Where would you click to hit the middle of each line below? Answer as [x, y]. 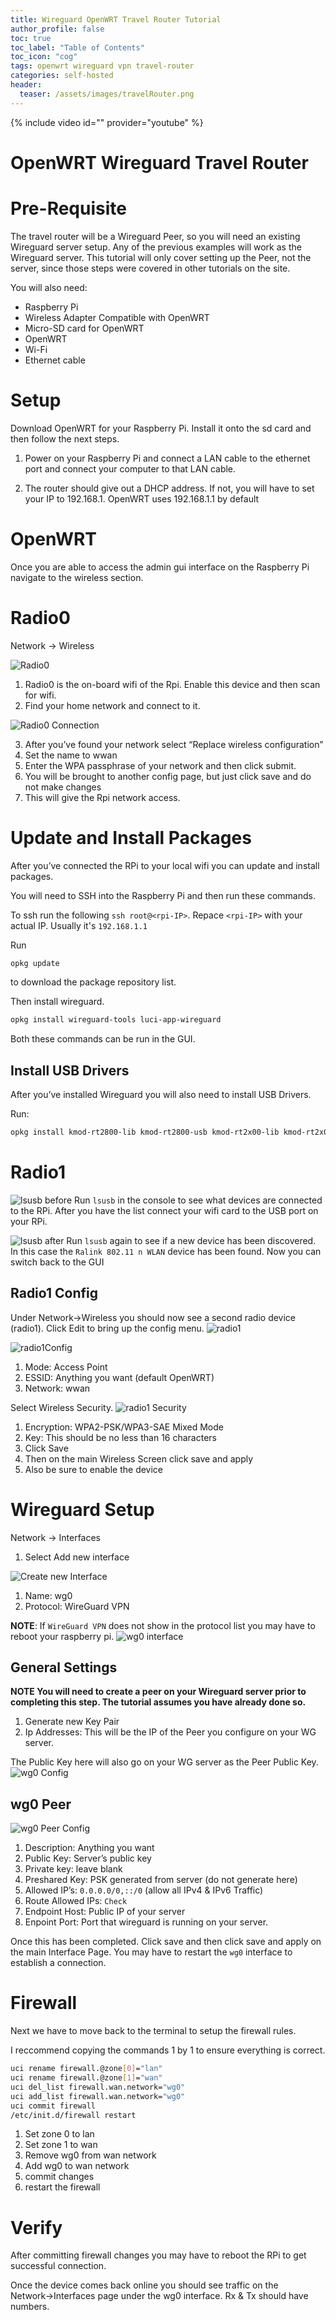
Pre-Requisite [68, 208]
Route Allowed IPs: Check [76, 1901]
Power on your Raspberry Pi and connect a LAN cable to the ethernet [167, 458]
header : [26, 85]
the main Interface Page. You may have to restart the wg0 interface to [151, 1952]
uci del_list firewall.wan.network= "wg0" [98, 2087]
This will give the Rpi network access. [102, 797]
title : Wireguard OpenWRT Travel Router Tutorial [116, 19]
